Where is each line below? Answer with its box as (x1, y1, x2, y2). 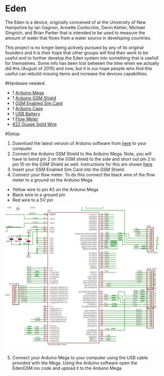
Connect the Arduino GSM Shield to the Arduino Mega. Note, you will (12, 151, 152, 157)
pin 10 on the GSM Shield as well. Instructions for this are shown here (12, 161, 153, 167)
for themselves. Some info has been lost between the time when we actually (5, 60, 160, 66)
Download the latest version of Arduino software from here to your (12, 140, 147, 146)
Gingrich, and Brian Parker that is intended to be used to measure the (5, 30, 145, 35)
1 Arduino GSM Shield (12, 95, 56, 101)
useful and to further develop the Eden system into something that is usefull (5, 55, 159, 61)
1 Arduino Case (12, 105, 43, 111)
